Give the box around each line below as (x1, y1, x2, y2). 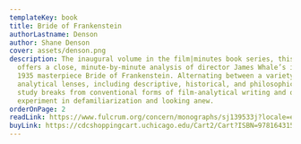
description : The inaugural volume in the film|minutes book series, (9, 55, 275, 64)
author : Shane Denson (9, 38, 90, 47)
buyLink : (9, 122, 42, 131)
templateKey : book (9, 13, 78, 22)
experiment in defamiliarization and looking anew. (17, 96, 215, 106)
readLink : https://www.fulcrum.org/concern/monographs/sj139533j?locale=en (9, 113, 298, 122)
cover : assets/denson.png (9, 47, 106, 55)
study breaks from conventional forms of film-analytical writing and (17, 88, 287, 97)
